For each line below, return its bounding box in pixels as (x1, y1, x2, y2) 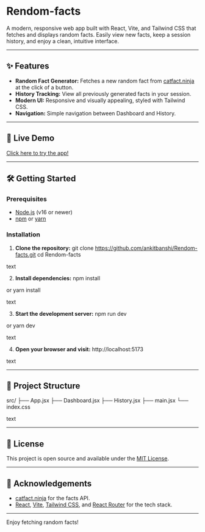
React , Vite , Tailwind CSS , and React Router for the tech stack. (15, 501, 173, 508)
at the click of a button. (15, 84, 74, 91)
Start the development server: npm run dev (15, 310, 127, 317)
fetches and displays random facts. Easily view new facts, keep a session (6, 31, 191, 38)
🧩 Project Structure (6, 381, 81, 391)
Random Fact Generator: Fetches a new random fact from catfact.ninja (15, 77, 195, 84)
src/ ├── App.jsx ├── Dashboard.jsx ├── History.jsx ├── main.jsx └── (6, 397, 189, 404)
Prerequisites (6, 194, 47, 203)
